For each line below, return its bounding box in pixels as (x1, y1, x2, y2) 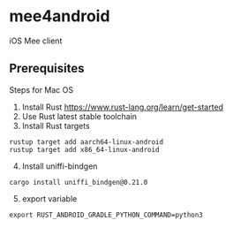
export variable (21, 193, 78, 204)
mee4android (9, 6, 110, 27)
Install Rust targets (21, 120, 90, 131)
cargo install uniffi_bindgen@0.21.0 (9, 178, 148, 186)
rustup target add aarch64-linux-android (9, 137, 164, 147)
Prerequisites (9, 61, 85, 76)
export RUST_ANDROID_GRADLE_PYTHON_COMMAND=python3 (9, 210, 203, 219)
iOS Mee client (9, 35, 63, 46)
